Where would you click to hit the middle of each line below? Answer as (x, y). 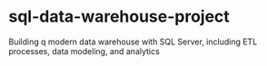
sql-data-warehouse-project (119, 17)
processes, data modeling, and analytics (84, 51)
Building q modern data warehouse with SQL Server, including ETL (133, 42)
